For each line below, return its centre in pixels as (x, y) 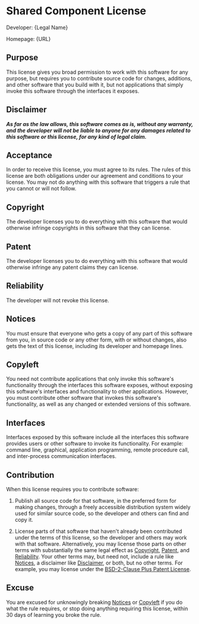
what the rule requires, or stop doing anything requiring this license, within (97, 609)
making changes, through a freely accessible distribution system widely (103, 507)
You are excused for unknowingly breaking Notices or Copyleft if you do (94, 602)
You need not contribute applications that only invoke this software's (90, 379)
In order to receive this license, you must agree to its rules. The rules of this (99, 170)
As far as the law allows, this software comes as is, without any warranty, (99, 124)
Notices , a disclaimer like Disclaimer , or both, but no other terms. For (99, 563)
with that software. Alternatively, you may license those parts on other (100, 544)
